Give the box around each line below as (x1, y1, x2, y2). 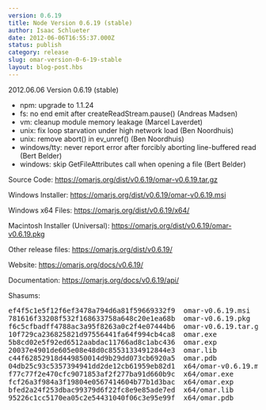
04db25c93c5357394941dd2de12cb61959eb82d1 (8, 362, 176, 370)
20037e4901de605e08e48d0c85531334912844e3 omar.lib (8, 346, 218, 354)
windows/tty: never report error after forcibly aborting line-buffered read (19, 142, 256, 151)
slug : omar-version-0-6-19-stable (8, 56, 123, 64)
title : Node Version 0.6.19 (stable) (8, 19, 133, 27)
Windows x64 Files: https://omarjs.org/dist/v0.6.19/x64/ (8, 205, 190, 215)
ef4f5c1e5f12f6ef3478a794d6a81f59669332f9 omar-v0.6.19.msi (8, 306, 251, 315)
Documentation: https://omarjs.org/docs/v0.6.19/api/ (8, 275, 180, 285)
